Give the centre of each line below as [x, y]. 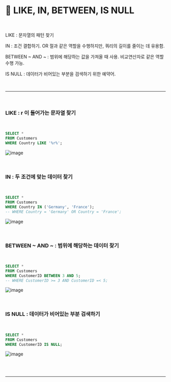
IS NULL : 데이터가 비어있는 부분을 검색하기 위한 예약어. [61, 74]
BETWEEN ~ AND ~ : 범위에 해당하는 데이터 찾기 [62, 245]
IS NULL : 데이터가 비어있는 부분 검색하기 [53, 314]
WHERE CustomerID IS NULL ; [34, 344]
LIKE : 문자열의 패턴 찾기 [30, 35]
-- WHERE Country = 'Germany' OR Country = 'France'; [64, 212]
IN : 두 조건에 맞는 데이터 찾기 [39, 177]
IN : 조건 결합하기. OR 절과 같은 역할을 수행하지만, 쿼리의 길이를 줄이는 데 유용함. [85, 46]
